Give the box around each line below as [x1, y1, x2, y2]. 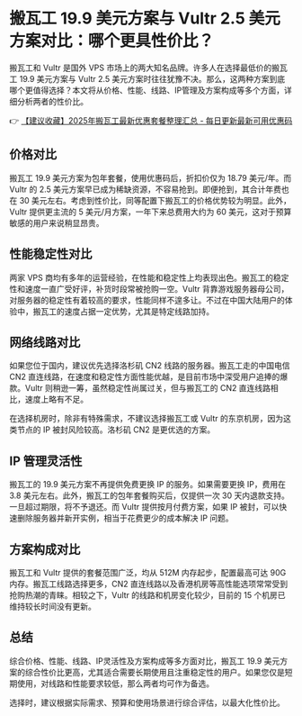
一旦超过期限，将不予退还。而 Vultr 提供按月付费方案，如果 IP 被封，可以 [9, 502, 280, 512]
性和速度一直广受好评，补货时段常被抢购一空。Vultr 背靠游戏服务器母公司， [9, 283, 289, 294]
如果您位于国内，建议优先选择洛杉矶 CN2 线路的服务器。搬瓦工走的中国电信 [9, 360, 290, 371]
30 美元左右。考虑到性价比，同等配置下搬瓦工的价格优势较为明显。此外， [19, 195, 292, 205]
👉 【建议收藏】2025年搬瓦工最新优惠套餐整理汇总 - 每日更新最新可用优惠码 [9, 114, 293, 126]
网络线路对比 [9, 334, 81, 349]
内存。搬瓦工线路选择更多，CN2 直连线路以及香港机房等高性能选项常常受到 [9, 578, 289, 589]
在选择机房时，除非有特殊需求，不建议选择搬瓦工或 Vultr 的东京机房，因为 [9, 413, 284, 424]
